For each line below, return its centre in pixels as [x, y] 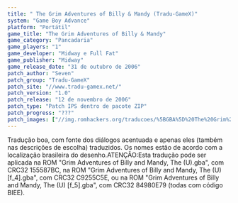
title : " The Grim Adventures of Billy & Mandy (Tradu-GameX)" [103, 14]
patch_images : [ [31, 119]
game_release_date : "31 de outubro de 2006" [74, 67]
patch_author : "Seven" [41, 73]
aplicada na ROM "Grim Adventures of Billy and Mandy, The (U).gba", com [116, 162]
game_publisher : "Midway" [45, 60]
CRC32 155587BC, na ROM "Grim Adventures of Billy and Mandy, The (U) [114, 170]
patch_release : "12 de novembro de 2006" [69, 100]
